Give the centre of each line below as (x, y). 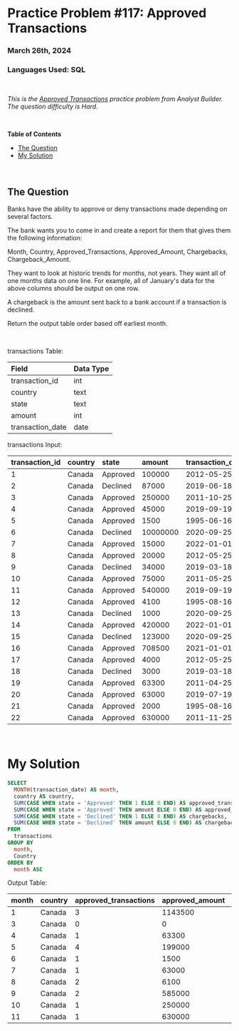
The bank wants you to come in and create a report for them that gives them (119, 230)
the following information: (45, 238)
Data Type (91, 369)
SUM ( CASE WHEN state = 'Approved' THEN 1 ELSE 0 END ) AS (100, 803)
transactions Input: (35, 445)
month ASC (28, 869)
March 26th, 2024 (39, 51)
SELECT (17, 783)
